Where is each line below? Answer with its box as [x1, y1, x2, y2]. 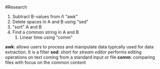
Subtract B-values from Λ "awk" [12, 14, 78, 19]
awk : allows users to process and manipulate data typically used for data [5, 44, 154, 49]
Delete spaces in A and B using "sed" [12, 19, 89, 24]
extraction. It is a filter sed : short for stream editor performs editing [5, 49, 142, 55]
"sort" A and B [12, 24, 42, 30]
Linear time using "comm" [19, 34, 73, 40]
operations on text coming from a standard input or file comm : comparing [5, 54, 156, 60]
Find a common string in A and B [12, 29, 79, 35]
